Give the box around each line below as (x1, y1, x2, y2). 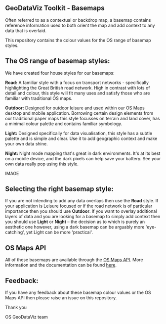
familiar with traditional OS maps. (5, 95, 73, 101)
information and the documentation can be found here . (5, 262, 117, 268)
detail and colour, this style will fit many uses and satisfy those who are (5, 90, 150, 96)
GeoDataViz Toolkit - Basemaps (5, 4, 105, 12)
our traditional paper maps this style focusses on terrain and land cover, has (5, 115, 160, 121)
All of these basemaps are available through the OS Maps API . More (5, 257, 143, 263)
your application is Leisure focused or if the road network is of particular (5, 203, 153, 209)
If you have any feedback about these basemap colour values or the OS (5, 289, 151, 296)
